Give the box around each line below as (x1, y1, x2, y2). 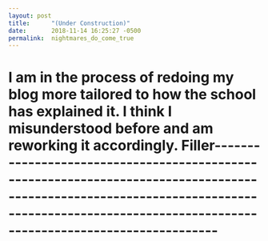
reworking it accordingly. (8, 137, 178, 155)
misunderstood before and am (8, 119, 214, 138)
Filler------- (181, 137, 261, 155)
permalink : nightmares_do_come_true (8, 34, 134, 42)
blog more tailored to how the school (8, 86, 257, 104)
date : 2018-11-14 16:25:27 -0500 (8, 26, 142, 34)
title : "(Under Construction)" (8, 19, 130, 27)
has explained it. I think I (8, 102, 172, 121)
